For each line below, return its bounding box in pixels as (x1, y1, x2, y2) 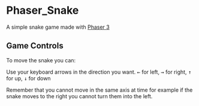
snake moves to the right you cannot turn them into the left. (6, 92, 153, 99)
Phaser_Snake (6, 4, 79, 17)
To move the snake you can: (6, 56, 76, 63)
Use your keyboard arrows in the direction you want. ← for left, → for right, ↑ (6, 68, 192, 75)
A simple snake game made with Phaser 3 (6, 23, 110, 31)
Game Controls (6, 41, 64, 51)
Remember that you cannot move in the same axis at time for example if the (6, 86, 193, 93)
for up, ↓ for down (6, 74, 51, 81)
